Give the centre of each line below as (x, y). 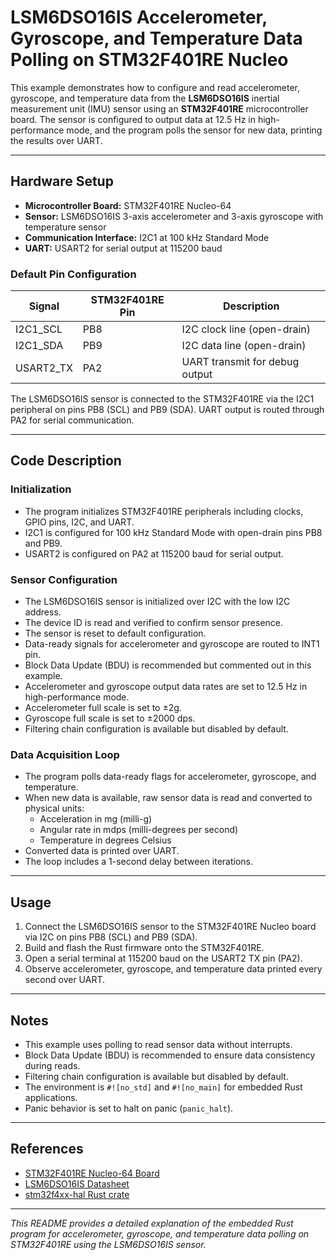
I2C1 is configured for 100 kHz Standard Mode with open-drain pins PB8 (173, 532)
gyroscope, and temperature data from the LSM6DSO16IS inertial (145, 98)
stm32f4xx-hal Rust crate (77, 1194)
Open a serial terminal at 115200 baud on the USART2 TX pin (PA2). (163, 958)
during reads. (52, 1065)
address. (43, 612)
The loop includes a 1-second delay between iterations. (138, 862)
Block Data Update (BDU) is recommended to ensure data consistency (170, 1055)
